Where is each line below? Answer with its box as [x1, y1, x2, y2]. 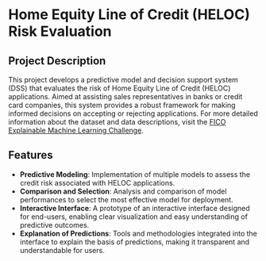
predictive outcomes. [19, 220, 90, 229]
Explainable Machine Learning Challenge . [8, 125, 145, 135]
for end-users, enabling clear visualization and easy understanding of [19, 212, 249, 221]
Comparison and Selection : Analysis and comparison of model [19, 186, 227, 196]
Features [8, 148, 53, 162]
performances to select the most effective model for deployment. [19, 194, 233, 204]
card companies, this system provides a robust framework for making [8, 101, 236, 109]
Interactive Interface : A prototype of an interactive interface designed [19, 203, 250, 213]
